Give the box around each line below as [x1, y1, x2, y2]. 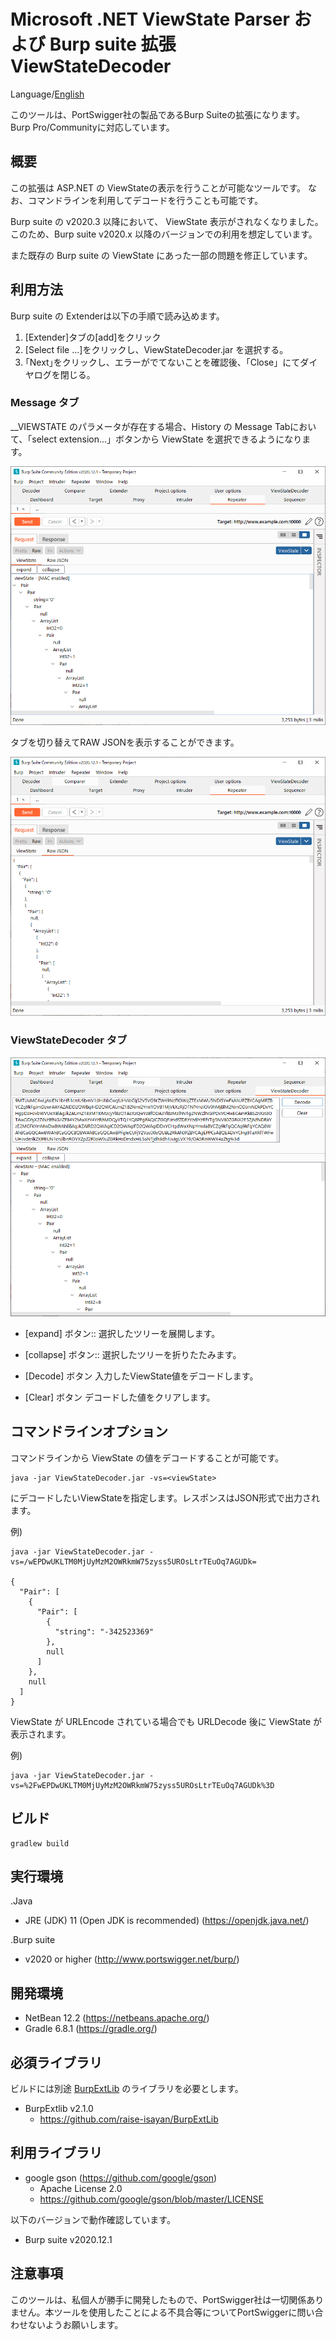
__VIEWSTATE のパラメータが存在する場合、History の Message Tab [10, 420, 291, 432]
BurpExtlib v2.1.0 [24, 2103, 94, 2115]
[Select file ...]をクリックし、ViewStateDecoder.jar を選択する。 [24, 343, 289, 355]
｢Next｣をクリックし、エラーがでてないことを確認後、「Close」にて [24, 356, 301, 368]
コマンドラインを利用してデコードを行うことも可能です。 [27, 194, 264, 206]
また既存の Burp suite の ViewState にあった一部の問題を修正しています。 [10, 249, 313, 261]
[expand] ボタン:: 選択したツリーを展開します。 [24, 1328, 221, 1339]
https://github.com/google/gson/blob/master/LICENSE [39, 2193, 264, 2205]
